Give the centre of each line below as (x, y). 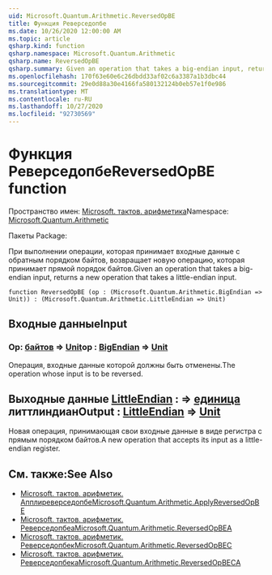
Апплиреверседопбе (56, 502)
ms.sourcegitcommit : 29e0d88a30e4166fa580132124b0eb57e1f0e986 (117, 84)
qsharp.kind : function (47, 46)
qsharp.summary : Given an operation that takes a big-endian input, (126, 69)
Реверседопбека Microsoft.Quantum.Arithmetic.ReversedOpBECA (130, 563)
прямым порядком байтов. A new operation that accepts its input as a (126, 440)
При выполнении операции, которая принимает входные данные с (124, 251)
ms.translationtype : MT (49, 91)
